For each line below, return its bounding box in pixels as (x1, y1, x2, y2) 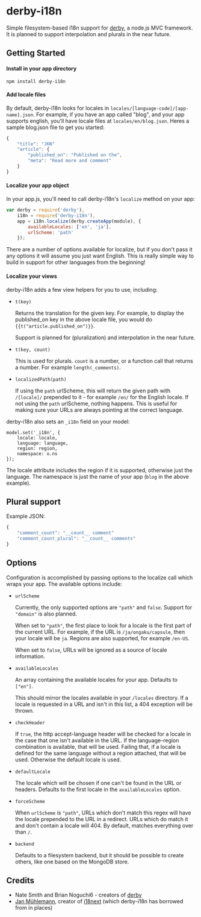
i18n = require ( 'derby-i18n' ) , (17, 212, 96, 218)
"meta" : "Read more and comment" (28, 158, 112, 164)
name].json (6, 112, 34, 118)
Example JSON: (6, 512, 45, 520)
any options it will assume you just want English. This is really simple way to (6, 252, 194, 260)
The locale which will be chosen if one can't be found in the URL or (14, 779, 182, 786)
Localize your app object (6, 182, 69, 189)
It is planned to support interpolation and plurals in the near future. (6, 30, 172, 37)
